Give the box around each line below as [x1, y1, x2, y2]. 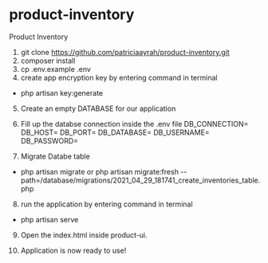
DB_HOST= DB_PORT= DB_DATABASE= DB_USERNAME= [20, 128, 210, 137]
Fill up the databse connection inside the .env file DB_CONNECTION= [20, 119, 249, 128]
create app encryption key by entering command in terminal [20, 73, 218, 82]
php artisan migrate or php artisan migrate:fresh [20, 167, 179, 176]
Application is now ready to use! [20, 245, 127, 255]
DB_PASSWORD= [20, 135, 79, 145]
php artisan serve [20, 214, 79, 224]
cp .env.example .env [20, 64, 91, 73]
